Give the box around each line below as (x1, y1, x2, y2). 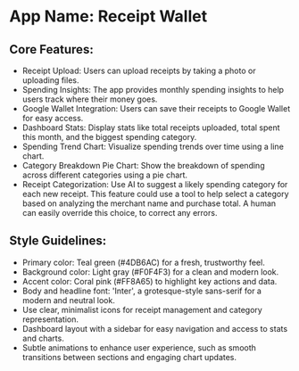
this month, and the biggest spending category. (21, 132, 197, 142)
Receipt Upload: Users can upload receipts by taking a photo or (21, 65, 256, 76)
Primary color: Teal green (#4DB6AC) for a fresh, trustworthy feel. (21, 257, 265, 268)
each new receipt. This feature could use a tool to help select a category (21, 189, 289, 199)
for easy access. (21, 113, 84, 123)
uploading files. (21, 75, 79, 86)
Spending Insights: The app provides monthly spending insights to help (21, 85, 284, 95)
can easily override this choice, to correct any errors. (21, 208, 218, 218)
